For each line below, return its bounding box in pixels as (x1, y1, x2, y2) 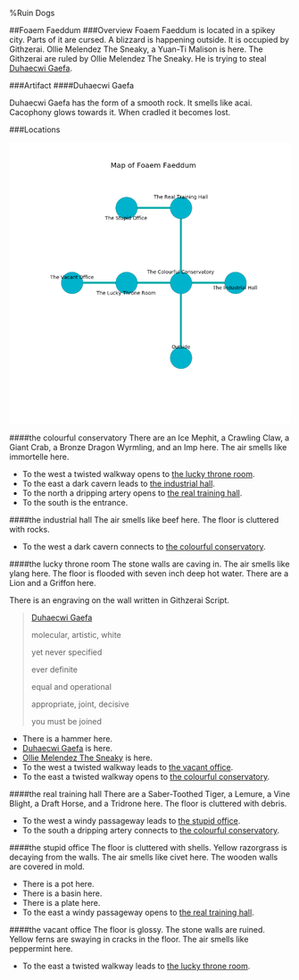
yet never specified (30, 647, 103, 658)
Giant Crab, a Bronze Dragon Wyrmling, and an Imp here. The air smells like (9, 442, 287, 452)
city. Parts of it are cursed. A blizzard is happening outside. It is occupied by (9, 35, 290, 45)
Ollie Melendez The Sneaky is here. (21, 752, 154, 763)
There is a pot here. (21, 879, 96, 889)
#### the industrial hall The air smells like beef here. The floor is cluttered (9, 515, 279, 525)
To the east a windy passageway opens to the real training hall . (21, 907, 254, 917)
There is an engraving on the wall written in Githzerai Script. (9, 595, 230, 606)
